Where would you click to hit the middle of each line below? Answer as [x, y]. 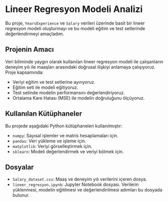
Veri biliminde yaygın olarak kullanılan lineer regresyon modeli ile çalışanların [84, 62]
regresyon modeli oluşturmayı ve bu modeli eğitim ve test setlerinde [75, 28]
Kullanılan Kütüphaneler [44, 114]
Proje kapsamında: [24, 72]
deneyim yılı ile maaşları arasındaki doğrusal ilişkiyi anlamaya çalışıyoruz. [80, 67]
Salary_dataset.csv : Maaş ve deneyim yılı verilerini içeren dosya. [79, 179]
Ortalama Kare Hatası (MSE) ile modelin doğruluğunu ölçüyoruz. [78, 98]
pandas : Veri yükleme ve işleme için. [49, 141]
